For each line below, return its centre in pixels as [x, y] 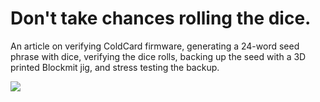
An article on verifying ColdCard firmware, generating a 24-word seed [155, 46]
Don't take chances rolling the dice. [161, 18]
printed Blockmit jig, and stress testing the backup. [115, 67]
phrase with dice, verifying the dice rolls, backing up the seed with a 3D [158, 56]
